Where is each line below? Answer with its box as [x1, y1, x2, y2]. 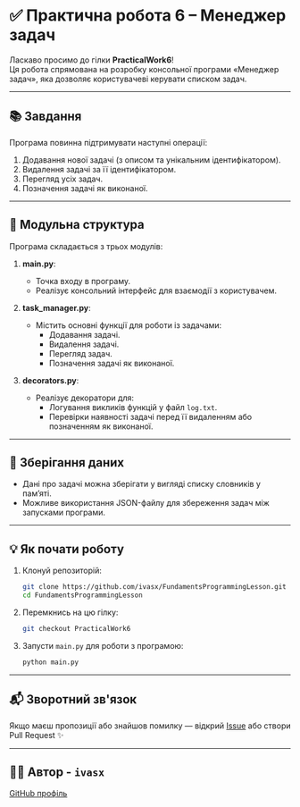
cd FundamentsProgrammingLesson [21, 591, 143, 600]
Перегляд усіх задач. [21, 173, 104, 184]
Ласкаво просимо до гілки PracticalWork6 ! [9, 55, 174, 65]
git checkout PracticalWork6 [21, 624, 131, 633]
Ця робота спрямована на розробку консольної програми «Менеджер [9, 63, 279, 74]
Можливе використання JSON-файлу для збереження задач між [21, 498, 270, 509]
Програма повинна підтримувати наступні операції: [9, 137, 208, 147]
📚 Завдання [9, 109, 82, 124]
